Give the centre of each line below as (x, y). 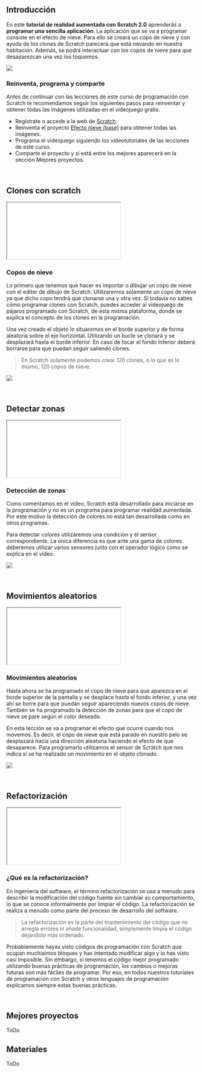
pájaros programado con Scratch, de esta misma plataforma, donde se (94, 311)
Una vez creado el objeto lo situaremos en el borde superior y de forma (95, 329)
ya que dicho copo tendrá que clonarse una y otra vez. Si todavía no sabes (99, 298)
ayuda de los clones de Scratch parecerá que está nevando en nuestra (95, 43)
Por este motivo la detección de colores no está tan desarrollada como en (98, 516)
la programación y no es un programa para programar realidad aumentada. (99, 510)
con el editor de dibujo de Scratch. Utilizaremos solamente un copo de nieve (101, 292)
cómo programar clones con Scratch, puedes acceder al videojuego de (95, 305)
